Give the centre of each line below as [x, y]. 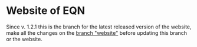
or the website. [24, 39]
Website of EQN [46, 11]
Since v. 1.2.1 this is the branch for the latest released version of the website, [99, 27]
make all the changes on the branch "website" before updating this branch [97, 32]
